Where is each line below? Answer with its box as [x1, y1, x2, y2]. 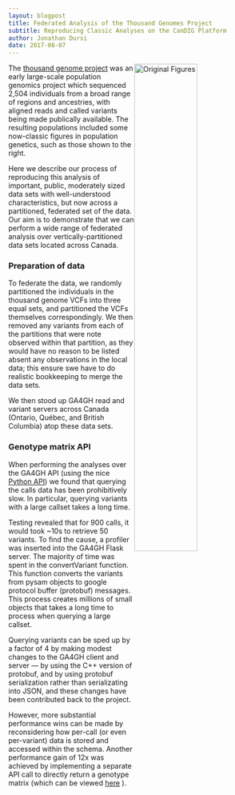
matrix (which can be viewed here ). [8, 777, 127, 788]
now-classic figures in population [8, 131, 118, 141]
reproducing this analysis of [8, 173, 100, 182]
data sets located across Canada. [8, 241, 118, 250]
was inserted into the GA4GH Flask [8, 543, 124, 553]
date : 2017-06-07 [8, 42, 66, 50]
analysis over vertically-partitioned [8, 232, 122, 242]
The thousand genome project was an [8, 63, 133, 73]
